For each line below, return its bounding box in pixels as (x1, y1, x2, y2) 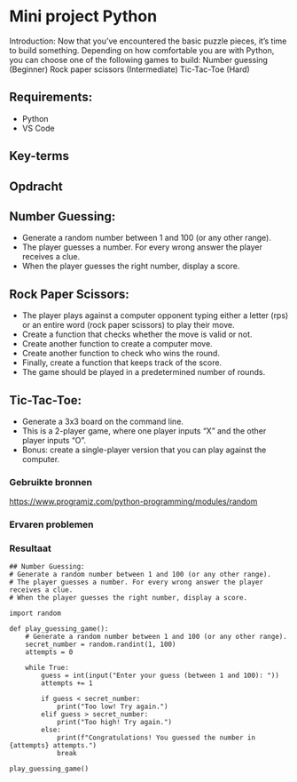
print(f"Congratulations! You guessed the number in (56, 733, 255, 743)
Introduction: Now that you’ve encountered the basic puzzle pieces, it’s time (9, 36, 287, 46)
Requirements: (9, 90, 93, 105)
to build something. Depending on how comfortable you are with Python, (9, 44, 275, 55)
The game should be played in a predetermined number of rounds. (21, 367, 266, 378)
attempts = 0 (25, 648, 74, 657)
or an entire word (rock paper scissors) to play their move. (21, 320, 235, 331)
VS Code (21, 123, 55, 133)
